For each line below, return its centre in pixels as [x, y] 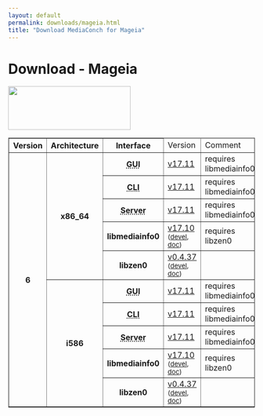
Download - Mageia [73, 69]
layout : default [34, 15]
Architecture [75, 146]
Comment [223, 145]
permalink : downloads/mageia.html [65, 23]
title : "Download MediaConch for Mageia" [77, 30]
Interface [133, 146]
